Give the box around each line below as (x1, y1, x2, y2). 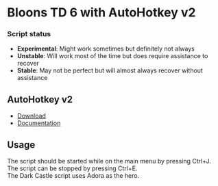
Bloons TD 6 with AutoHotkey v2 (7, 5, 196, 21)
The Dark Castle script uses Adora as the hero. (7, 172, 140, 180)
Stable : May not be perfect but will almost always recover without (16, 66, 204, 75)
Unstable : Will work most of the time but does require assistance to (16, 52, 208, 60)
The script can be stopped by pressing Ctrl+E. (7, 164, 138, 172)
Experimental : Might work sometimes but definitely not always (16, 44, 195, 53)
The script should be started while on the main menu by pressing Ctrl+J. (7, 157, 211, 165)
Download (16, 111, 47, 120)
